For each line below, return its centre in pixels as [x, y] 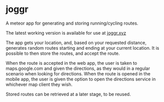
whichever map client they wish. [39, 84]
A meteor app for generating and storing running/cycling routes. [72, 23]
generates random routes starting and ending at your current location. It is [83, 48]
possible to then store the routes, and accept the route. [63, 53]
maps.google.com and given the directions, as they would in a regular [78, 68]
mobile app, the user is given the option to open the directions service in [81, 79]
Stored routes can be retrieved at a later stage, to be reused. [68, 94]
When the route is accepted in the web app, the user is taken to [71, 63]
